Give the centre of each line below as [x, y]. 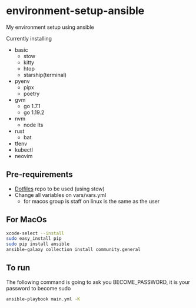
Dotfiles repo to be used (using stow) [59, 189]
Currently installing [29, 38]
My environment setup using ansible [50, 27]
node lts [33, 125]
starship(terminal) [45, 75]
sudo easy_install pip [34, 239]
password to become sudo [39, 288]
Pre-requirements [40, 175]
